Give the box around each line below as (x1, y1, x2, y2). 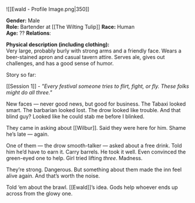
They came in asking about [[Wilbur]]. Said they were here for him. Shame (6, 125, 187, 131)
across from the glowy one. (6, 190, 73, 197)
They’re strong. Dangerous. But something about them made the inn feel (6, 166, 182, 173)
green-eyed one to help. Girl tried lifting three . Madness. (6, 155, 143, 162)
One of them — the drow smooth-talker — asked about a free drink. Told (6, 142, 182, 149)
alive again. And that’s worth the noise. (6, 172, 100, 179)
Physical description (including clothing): (6, 41, 110, 48)
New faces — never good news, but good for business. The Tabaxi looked (6, 100, 186, 107)
